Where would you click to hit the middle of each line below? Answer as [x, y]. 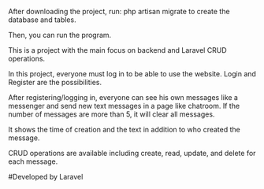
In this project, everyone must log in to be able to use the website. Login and [132, 74]
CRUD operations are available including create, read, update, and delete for [132, 153]
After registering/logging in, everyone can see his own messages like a [123, 97]
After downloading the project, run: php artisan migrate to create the [119, 11]
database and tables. [42, 20]
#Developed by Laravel [46, 177]
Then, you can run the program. [60, 35]
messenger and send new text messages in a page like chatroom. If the [124, 106]
